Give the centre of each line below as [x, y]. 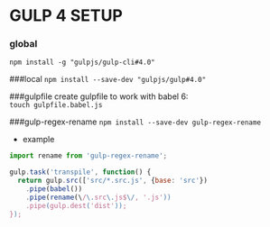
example [38, 140]
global [23, 44]
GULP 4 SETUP [66, 16]
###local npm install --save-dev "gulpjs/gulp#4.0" [108, 79]
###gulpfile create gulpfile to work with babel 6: [99, 96]
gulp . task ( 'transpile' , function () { [80, 172]
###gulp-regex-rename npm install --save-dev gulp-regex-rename [135, 122]
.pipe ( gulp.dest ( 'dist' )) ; [76, 205]
